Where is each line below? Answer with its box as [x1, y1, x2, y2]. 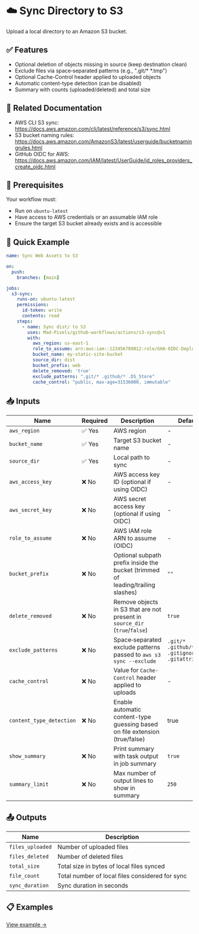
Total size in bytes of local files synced [57, 862, 165, 871]
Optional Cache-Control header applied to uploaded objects [14, 73, 161, 80]
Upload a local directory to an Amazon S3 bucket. [6, 27, 127, 35]
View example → [6, 921, 47, 928]
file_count [9, 872, 40, 879]
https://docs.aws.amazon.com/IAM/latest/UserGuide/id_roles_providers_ [14, 157, 192, 164]
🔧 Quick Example [6, 237, 70, 247]
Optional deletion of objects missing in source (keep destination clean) [14, 60, 188, 68]
